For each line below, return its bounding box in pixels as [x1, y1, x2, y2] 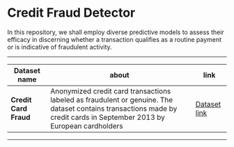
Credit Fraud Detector [7, 5, 136, 21]
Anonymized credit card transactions [49, 86, 171, 95]
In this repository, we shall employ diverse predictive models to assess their [7, 28, 224, 36]
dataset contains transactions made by [49, 103, 178, 113]
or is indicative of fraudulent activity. [7, 42, 113, 51]
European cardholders [49, 121, 123, 130]
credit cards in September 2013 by [49, 112, 166, 122]
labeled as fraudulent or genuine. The [49, 95, 173, 105]
